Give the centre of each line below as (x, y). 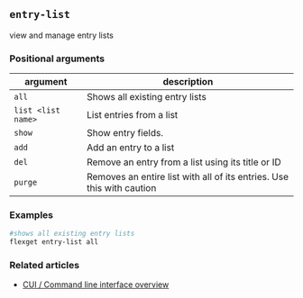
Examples (32, 215)
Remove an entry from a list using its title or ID (184, 162)
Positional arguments (57, 59)
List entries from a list (133, 115)
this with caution (122, 188)
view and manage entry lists (62, 35)
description (188, 82)
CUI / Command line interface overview (96, 284)
